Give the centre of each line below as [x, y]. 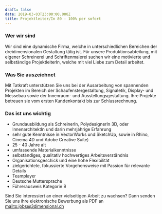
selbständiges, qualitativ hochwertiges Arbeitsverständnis [70, 155]
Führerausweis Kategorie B [39, 187]
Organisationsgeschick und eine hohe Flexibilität [61, 160]
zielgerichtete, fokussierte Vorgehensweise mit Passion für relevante [81, 166]
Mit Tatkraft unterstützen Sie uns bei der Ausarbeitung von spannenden [77, 85]
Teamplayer [24, 176]
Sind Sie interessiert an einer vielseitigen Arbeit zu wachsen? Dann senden [80, 196]
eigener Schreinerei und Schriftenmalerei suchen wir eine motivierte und [78, 57]
